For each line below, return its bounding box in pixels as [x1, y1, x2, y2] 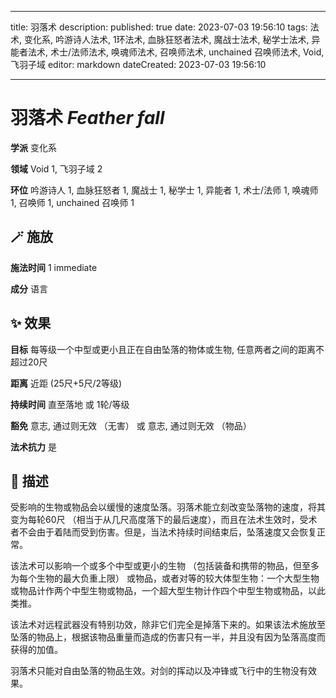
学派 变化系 [10, 141, 57, 153]
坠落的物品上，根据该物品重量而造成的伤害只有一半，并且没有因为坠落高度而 [10, 631, 326, 643]
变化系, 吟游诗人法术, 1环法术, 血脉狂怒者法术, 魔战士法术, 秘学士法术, [23, 34, 310, 45]
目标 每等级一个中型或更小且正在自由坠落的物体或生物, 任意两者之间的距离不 [10, 343, 325, 355]
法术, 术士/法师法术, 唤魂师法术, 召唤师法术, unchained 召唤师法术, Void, [27, 46, 325, 58]
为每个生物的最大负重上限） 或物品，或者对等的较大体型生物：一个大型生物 [10, 572, 320, 585]
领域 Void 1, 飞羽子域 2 [10, 162, 103, 175]
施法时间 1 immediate [10, 261, 98, 273]
